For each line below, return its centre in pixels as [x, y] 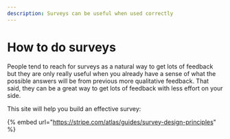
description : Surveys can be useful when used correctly [90, 13]
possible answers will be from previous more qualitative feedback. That [108, 81]
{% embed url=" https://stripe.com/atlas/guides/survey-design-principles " [112, 122]
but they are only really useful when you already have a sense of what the [112, 73]
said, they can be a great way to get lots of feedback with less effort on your [115, 88]
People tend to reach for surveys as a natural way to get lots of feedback [110, 66]
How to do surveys [62, 47]
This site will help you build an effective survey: [74, 109]
